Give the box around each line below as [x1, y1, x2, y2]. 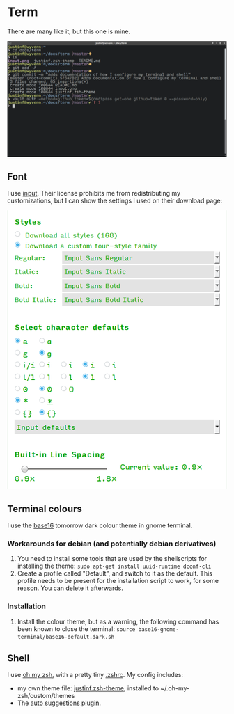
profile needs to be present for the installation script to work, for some [17, 577, 219, 585]
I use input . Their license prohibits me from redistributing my [7, 189, 181, 198]
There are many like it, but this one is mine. [7, 27, 131, 35]
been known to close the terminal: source [17, 624, 136, 633]
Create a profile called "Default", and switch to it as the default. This [17, 569, 212, 578]
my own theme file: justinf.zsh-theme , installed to [17, 684, 159, 692]
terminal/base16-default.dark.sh [17, 633, 115, 640]
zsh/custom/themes [17, 692, 75, 700]
